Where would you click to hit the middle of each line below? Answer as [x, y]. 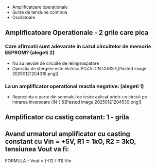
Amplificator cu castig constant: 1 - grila [67, 117]
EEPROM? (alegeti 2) [30, 53]
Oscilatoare [24, 17]
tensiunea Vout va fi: [37, 149]
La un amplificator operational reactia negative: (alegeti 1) [75, 86]
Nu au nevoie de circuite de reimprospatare [55, 63]
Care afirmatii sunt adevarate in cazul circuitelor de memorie [78, 47]
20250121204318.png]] [35, 74]
